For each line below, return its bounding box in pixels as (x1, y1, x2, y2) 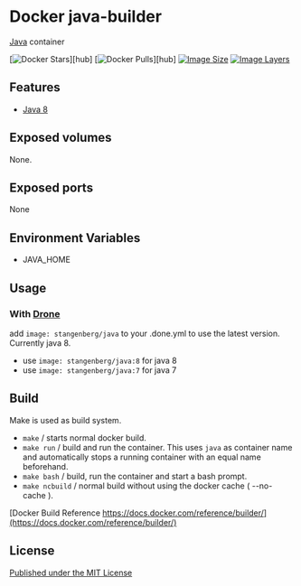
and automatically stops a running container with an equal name (22, 451, 262, 462)
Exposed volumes (9, 130, 112, 145)
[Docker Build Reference (9, 507, 101, 518)
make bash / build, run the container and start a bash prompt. (22, 470, 248, 481)
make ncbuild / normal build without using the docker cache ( (22, 480, 250, 491)
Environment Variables (9, 230, 141, 246)
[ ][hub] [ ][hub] (9, 53, 176, 64)
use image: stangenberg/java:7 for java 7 (22, 364, 177, 376)
